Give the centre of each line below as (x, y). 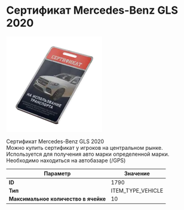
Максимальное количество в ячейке (57, 199)
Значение (137, 174)
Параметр (57, 174)
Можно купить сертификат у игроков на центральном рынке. (85, 147)
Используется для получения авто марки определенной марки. (88, 154)
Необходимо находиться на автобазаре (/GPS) (66, 160)
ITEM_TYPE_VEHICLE (137, 190)
